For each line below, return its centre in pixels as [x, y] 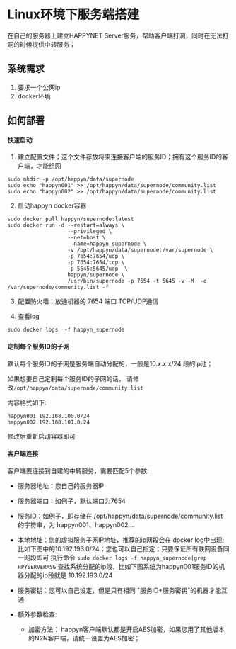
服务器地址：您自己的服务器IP [61, 485]
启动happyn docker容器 [52, 205]
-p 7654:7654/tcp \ [96, 263]
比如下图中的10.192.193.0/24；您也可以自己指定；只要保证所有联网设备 [120, 548]
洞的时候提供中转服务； [41, 44]
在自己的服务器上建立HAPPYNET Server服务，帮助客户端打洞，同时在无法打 [118, 35]
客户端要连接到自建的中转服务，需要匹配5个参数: [78, 470]
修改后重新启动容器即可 [41, 436]
